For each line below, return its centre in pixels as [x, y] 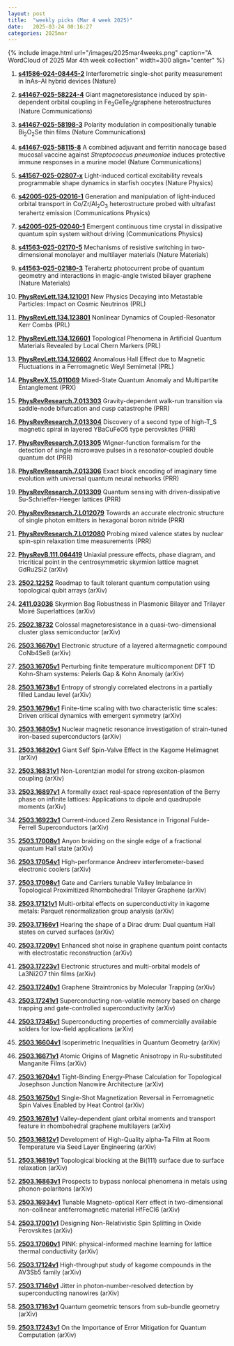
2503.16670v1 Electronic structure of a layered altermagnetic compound [123, 645]
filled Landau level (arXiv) [55, 694]
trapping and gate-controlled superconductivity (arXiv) [97, 1008]
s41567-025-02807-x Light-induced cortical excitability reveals [110, 175]
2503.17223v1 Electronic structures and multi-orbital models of [109, 966]
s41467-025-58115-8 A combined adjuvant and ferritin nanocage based [122, 147]
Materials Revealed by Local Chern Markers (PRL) [89, 345]
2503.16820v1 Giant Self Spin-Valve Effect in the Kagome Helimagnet [118, 750]
